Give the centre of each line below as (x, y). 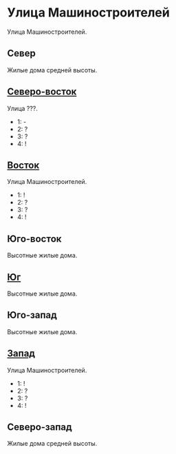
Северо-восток (42, 92)
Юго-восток (34, 239)
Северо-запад (40, 427)
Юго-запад (32, 315)
